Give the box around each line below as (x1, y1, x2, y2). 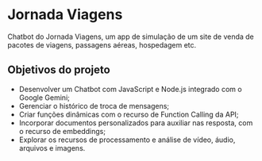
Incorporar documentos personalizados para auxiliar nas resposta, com (18, 117, 253, 128)
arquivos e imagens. (18, 143, 86, 152)
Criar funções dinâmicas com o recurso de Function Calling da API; (18, 109, 239, 119)
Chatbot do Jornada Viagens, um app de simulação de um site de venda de (7, 32, 255, 41)
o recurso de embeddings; (18, 126, 106, 136)
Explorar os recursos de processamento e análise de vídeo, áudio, (18, 135, 236, 144)
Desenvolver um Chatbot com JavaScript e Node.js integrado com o (18, 84, 243, 94)
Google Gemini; (18, 93, 71, 102)
